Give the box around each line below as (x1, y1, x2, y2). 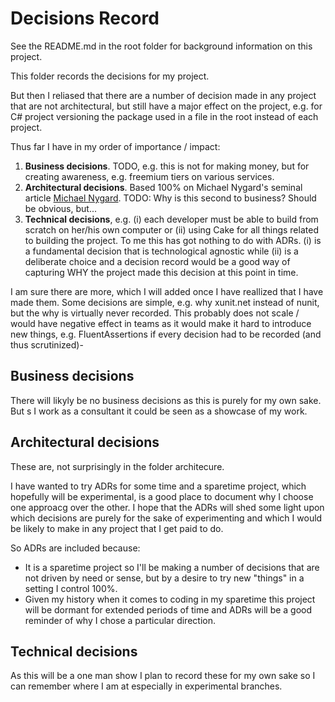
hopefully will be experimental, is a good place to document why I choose (10, 490, 314, 502)
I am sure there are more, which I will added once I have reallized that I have (10, 285, 324, 297)
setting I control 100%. (24, 582, 118, 594)
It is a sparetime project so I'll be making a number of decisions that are (24, 561, 320, 573)
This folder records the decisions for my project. (10, 70, 210, 82)
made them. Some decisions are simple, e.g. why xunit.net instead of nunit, (10, 296, 320, 308)
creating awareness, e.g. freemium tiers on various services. (24, 170, 275, 182)
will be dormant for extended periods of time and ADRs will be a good (24, 603, 313, 616)
